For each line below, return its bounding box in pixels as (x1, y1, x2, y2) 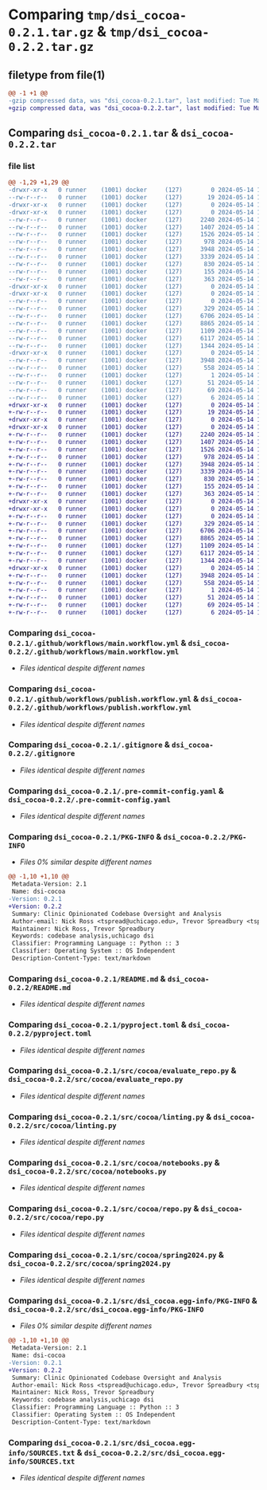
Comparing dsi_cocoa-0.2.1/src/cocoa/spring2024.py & (8, 1249, 225, 1260)
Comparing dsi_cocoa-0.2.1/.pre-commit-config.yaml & (8, 785, 225, 796)
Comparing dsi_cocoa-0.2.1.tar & (8, 126, 179, 140)
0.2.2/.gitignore (8, 749, 75, 758)
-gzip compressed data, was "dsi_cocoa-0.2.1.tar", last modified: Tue (8, 96, 250, 104)
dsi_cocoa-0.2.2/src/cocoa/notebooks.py (8, 1167, 167, 1177)
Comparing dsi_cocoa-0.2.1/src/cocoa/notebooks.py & (8, 1158, 220, 1169)
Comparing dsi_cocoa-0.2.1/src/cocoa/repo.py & (8, 1203, 199, 1214)
